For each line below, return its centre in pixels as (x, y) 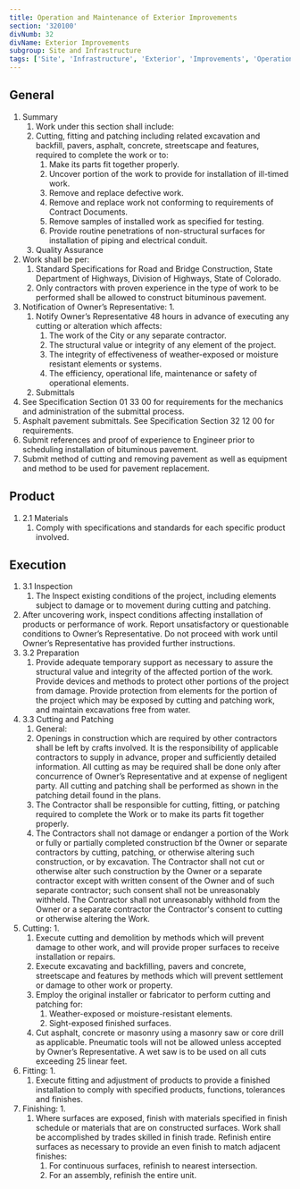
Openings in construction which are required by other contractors (156, 738)
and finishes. (59, 1100)
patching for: (59, 1004)
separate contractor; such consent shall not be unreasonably (148, 890)
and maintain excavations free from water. (113, 710)
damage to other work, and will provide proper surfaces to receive (157, 948)
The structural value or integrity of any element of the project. (162, 344)
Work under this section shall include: (104, 126)
